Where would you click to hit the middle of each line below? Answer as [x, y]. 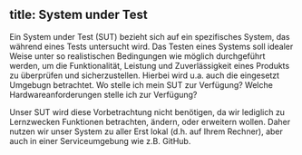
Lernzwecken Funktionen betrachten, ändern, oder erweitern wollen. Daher [150, 121]
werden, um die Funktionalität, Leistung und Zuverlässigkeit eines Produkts [150, 65]
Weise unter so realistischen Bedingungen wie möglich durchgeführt [137, 56]
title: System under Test [78, 15]
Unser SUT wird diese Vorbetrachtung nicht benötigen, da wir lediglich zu [147, 111]
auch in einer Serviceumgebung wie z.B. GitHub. [100, 140]
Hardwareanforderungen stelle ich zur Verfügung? [103, 94]
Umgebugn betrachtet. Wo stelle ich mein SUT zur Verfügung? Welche [141, 84]
